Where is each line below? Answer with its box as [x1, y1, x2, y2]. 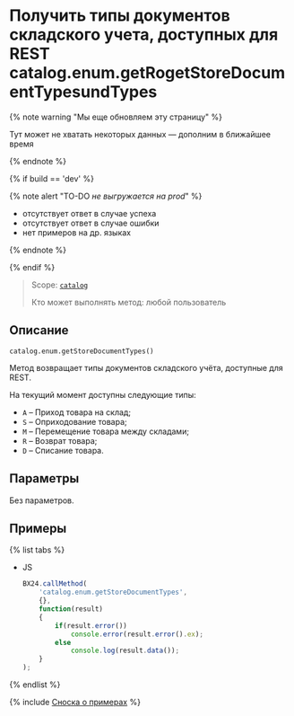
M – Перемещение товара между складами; [22, 426, 190, 437]
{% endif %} [9, 261, 56, 272]
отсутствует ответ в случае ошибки [22, 217, 160, 228]
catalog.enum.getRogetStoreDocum [9, 63, 286, 84]
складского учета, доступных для [9, 24, 279, 45]
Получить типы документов [9, 5, 230, 26]
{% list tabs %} [9, 544, 65, 555]
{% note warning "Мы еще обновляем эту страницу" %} [9, 111, 222, 122]
